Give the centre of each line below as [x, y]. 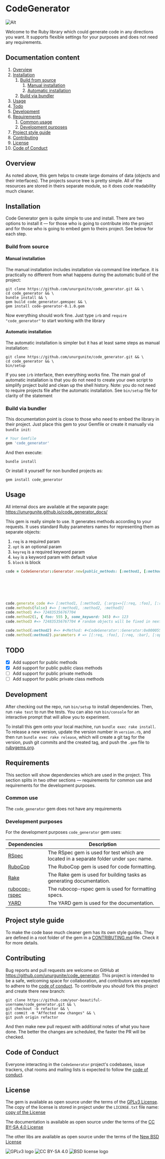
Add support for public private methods [52, 673]
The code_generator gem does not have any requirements [64, 809]
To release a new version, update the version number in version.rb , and [78, 732]
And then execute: [24, 452]
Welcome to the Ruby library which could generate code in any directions [80, 31]
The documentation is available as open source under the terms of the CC [80, 1122]
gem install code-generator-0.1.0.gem [45, 306]
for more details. [22, 942]
